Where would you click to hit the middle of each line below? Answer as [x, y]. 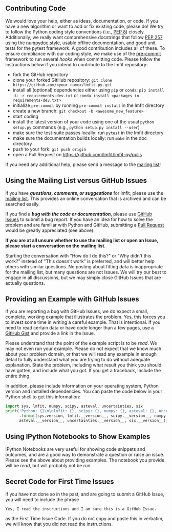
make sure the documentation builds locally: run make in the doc [80, 138]
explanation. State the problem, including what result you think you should [83, 365]
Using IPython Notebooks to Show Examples [78, 437]
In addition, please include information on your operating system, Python [82, 386]
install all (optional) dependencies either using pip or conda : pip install [89, 90]
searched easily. [23, 204]
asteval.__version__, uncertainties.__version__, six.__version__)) [93, 421]
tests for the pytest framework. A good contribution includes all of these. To [85, 48]
